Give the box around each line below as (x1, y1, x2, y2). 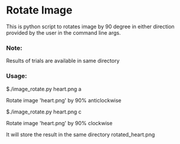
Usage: (6, 72, 28, 80)
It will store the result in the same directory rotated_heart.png (6, 130, 155, 138)
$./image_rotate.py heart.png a (6, 85, 81, 92)
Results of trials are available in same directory (6, 57, 120, 65)
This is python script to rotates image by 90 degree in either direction (6, 23, 175, 30)
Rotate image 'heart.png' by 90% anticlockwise (6, 96, 122, 103)
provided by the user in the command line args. (6, 29, 121, 36)
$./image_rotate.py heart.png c (6, 108, 81, 115)
